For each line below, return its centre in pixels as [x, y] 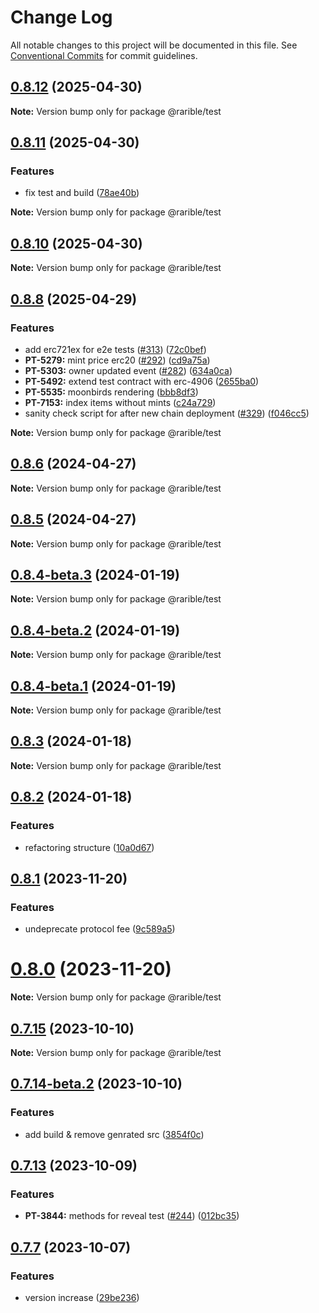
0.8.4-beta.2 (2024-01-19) [95, 630]
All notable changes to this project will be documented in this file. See [154, 45]
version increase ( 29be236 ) [82, 1297]
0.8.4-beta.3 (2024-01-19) [95, 574]
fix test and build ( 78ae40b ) [82, 193]
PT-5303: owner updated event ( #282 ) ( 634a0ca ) [128, 370]
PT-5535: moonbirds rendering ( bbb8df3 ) [111, 392]
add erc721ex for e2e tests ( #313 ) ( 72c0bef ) [115, 349]
